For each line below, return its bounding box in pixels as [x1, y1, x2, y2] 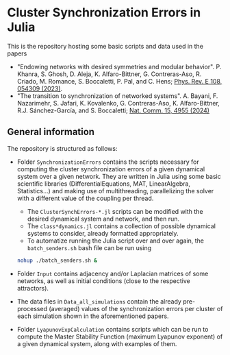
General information [7, 126, 94, 138]
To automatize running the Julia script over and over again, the [27, 236, 204, 245]
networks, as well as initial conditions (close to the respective [16, 276, 190, 285]
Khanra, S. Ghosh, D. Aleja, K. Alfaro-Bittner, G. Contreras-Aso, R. [16, 70, 202, 78]
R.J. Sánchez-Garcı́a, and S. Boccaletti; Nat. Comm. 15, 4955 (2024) [16, 106, 210, 114]
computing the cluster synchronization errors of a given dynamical [16, 164, 205, 173]
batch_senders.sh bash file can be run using [27, 243, 152, 252]
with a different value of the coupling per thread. [16, 194, 154, 202]
